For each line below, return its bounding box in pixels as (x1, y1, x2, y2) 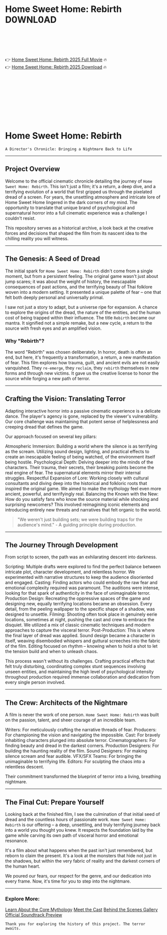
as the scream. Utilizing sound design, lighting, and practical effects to (5, 448, 150, 455)
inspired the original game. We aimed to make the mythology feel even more (5, 485, 162, 491)
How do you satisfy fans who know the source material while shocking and (5, 496, 159, 502)
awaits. (5, 926, 21, 931)
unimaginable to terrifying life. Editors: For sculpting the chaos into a (5, 758, 145, 764)
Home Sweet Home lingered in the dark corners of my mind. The (5, 199, 138, 205)
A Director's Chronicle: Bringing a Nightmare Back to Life (5, 146, 133, 152)
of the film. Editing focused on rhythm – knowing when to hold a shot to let (5, 643, 158, 649)
